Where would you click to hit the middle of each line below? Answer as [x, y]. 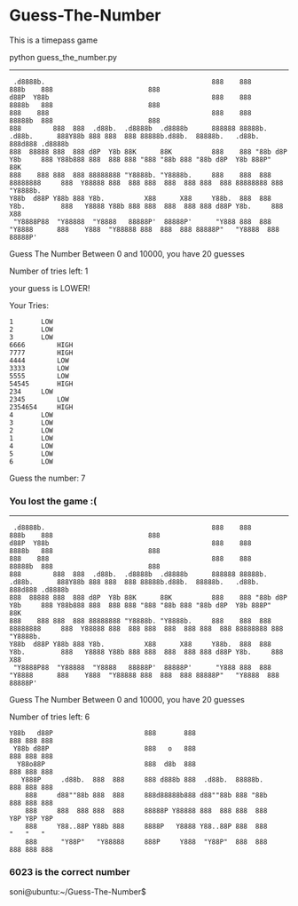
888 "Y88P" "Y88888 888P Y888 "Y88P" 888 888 [146, 842]
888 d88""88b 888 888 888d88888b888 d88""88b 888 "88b [146, 796]
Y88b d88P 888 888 [103, 734]
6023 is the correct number [70, 872]
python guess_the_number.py [63, 57]
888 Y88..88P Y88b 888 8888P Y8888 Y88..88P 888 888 [146, 827]
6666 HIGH [41, 345]
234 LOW [31, 392]
